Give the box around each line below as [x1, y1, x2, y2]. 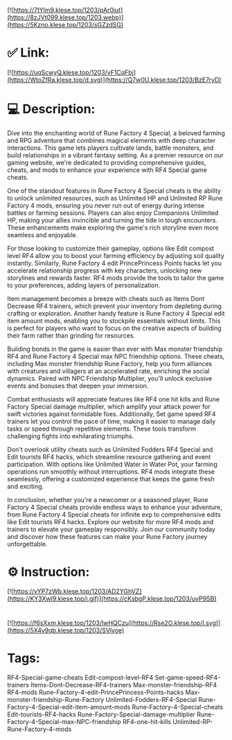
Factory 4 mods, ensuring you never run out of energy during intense [7, 201, 205, 209]
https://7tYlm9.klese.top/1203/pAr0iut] [13, 6, 123, 14]
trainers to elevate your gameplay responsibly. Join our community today [7, 525, 216, 533]
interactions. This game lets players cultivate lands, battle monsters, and [7, 144, 214, 152]
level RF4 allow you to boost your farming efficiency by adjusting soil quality [7, 251, 225, 259]
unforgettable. [7, 540, 48, 548]
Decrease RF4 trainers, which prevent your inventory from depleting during [7, 302, 222, 310]
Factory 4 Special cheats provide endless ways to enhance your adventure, [7, 503, 223, 511]
